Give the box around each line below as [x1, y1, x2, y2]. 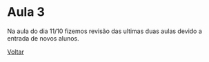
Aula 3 [7, 4, 45, 20]
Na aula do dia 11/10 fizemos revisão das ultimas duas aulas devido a [7, 27, 202, 35]
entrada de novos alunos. [7, 34, 79, 42]
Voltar [7, 48, 24, 56]
